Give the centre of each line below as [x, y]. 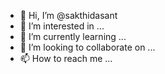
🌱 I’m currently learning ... [73, 36]
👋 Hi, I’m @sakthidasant [68, 15]
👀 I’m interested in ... [62, 26]
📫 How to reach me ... [66, 58]
